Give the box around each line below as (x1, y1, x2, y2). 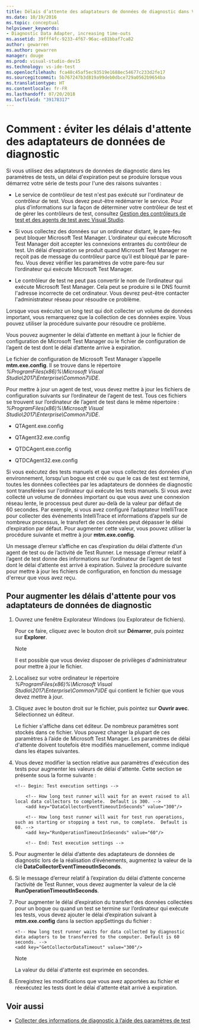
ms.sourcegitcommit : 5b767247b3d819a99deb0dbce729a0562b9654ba (6, 75, 166, 81)
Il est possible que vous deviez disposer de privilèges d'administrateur (14, 656, 187, 664)
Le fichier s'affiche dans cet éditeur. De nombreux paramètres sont (14, 723, 179, 730)
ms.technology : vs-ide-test (6, 63, 76, 70)
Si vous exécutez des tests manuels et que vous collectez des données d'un (6, 468, 192, 475)
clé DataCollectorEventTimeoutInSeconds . (14, 863, 123, 870)
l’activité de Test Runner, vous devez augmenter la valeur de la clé (14, 881, 176, 888)
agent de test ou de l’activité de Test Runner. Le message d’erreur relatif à (6, 549, 187, 556)
